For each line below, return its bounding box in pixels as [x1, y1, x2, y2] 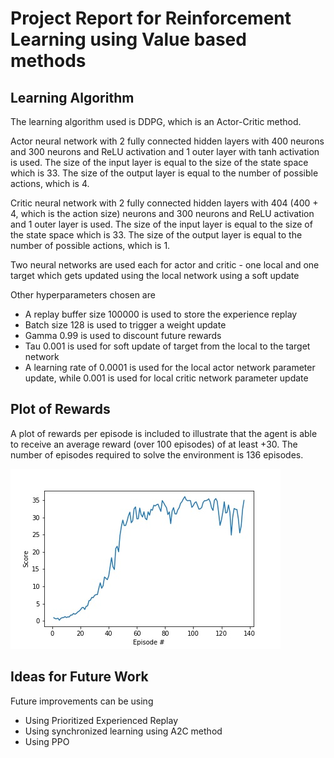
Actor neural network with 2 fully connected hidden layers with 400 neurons [10, 135, 325, 147]
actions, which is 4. [10, 178, 90, 189]
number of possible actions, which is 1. [10, 240, 171, 251]
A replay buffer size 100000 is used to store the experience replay [24, 308, 298, 320]
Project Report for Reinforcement [10, 7, 292, 30]
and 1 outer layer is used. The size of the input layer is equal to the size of [10, 218, 313, 230]
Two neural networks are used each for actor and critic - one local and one [10, 259, 320, 271]
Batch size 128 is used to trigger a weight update [24, 319, 227, 331]
